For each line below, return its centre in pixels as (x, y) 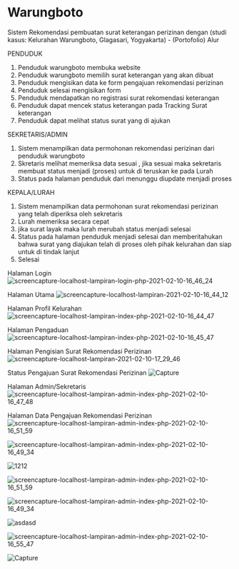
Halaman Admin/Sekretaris (47, 386)
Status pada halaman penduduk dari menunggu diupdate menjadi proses (124, 178)
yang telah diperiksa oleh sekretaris (70, 213)
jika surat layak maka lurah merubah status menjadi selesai (104, 228)
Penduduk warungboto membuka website (79, 67)
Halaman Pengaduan (38, 330)
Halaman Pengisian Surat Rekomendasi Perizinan (80, 351)
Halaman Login (30, 273)
